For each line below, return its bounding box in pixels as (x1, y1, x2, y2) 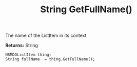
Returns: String (5, 42, 38, 49)
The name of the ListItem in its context (5, 32, 87, 39)
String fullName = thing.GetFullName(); (5, 57, 95, 62)
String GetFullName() (40, 4, 132, 15)
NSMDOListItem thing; (5, 52, 52, 57)
